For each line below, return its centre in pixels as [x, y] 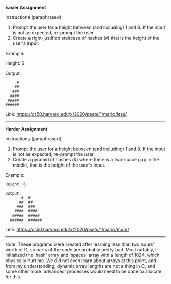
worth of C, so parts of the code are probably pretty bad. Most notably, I [81, 250]
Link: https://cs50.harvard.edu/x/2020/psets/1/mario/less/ [66, 114]
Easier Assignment [26, 7]
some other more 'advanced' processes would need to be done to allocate [83, 271]
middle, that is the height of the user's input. [59, 165]
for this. [13, 277]
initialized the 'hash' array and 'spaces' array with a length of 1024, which [82, 255]
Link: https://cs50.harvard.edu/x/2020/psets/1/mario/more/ [67, 230]
